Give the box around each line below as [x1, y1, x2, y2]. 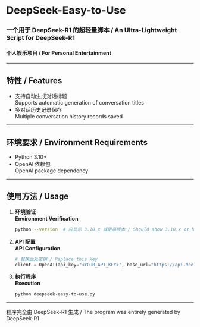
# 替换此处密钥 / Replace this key [14, 256, 98, 262]
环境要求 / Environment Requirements [6, 137, 148, 147]
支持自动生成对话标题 [14, 93, 67, 100]
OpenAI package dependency [14, 167, 89, 174]
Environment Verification [14, 215, 79, 222]
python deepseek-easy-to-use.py [14, 291, 95, 297]
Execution [14, 280, 40, 287]
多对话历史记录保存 [14, 106, 62, 114]
